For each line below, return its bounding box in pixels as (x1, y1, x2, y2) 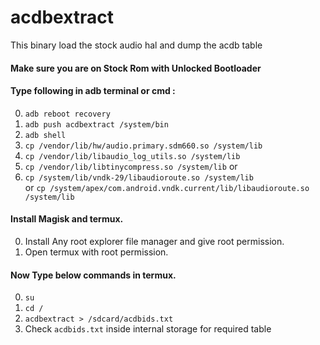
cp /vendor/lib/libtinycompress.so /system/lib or (24, 160, 238, 172)
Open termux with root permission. (24, 246, 169, 258)
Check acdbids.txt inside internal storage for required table (24, 323, 272, 335)
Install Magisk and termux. (10, 213, 124, 225)
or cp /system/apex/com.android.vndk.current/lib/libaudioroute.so (24, 181, 310, 193)
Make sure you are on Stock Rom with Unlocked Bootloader (10, 62, 262, 74)
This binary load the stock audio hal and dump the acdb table (10, 39, 263, 51)
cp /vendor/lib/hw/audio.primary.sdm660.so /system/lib (24, 141, 263, 151)
